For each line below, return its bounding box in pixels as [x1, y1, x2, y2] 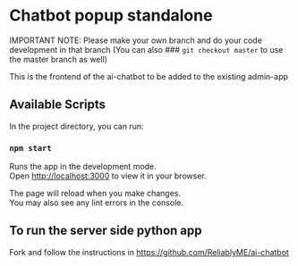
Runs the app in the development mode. [9, 162, 157, 172]
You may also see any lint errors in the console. [9, 197, 183, 208]
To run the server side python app [9, 223, 203, 238]
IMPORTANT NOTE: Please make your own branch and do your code [9, 35, 262, 46]
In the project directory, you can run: [9, 121, 144, 131]
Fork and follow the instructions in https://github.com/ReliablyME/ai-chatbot [9, 246, 289, 257]
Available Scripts [9, 97, 106, 112]
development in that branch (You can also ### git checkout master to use [9, 44, 284, 54]
